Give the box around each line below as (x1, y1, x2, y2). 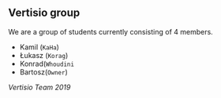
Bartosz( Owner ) (19, 67, 69, 77)
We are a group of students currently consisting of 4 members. (8, 27, 213, 36)
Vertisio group (8, 6, 81, 20)
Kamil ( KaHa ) (19, 42, 59, 52)
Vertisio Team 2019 (8, 82, 71, 92)
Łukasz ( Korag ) (19, 50, 69, 60)
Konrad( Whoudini (19, 59, 75, 68)
